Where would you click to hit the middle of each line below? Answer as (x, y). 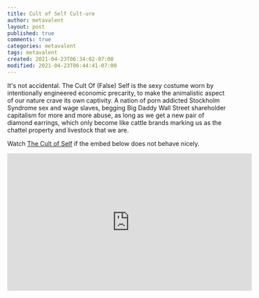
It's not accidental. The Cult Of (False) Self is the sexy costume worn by (111, 85)
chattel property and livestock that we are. (68, 130)
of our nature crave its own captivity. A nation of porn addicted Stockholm (113, 100)
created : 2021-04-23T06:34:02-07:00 (60, 59)
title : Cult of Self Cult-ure (51, 14)
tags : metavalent (32, 53)
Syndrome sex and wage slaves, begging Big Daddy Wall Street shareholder (117, 107)
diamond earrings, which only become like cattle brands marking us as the (114, 122)
